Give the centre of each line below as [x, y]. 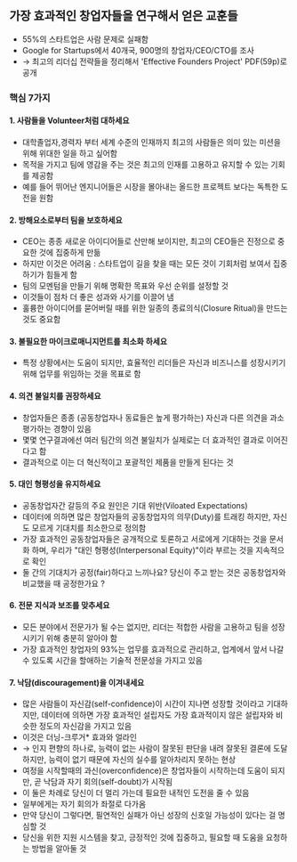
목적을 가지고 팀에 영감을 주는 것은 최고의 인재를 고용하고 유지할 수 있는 [145, 164]
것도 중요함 [41, 320]
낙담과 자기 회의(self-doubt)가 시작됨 [108, 782]
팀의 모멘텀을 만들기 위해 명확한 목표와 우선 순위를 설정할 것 [125, 286]
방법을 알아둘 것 [59, 849]
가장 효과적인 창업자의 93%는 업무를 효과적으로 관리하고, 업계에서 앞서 [144, 649]
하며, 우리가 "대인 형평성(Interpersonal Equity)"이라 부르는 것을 [143, 549]
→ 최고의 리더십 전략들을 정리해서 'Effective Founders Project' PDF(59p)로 [154, 61]
